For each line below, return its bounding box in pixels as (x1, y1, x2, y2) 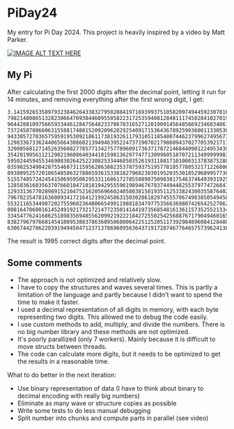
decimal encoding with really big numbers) (17, 391, 141, 400)
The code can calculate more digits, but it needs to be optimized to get (17, 349, 221, 358)
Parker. (7, 35, 28, 43)
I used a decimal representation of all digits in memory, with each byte (17, 305, 219, 313)
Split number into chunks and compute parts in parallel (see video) (17, 414, 209, 422)
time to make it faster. (17, 298, 80, 306)
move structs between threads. (17, 342, 107, 350)
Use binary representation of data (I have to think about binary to (17, 384, 204, 392)
